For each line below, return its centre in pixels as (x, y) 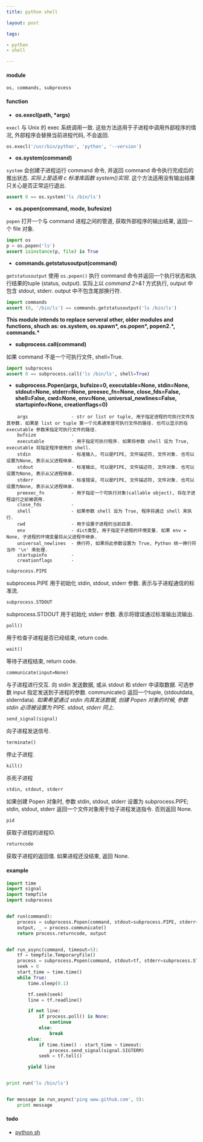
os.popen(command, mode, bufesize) (63, 209)
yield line (42, 1067)
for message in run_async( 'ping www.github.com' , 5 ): (76, 1100)
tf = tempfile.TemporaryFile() (56, 955)
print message (35, 1105)
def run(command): (29, 916)
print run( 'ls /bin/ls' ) (37, 1083)
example (18, 870)
